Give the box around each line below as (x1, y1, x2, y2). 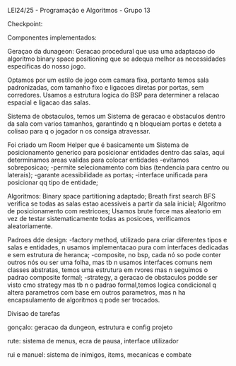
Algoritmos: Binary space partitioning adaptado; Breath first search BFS (7, 192, 216, 200)
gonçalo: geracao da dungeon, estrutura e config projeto (7, 323, 173, 331)
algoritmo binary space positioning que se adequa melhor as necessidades (7, 54, 226, 63)
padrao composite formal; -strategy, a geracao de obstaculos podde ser (7, 273, 218, 281)
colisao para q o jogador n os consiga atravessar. (7, 127, 151, 135)
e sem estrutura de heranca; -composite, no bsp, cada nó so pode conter (7, 251, 221, 259)
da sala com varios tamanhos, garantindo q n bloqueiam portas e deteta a (7, 119, 223, 128)
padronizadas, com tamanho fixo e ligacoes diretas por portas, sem (7, 83, 204, 91)
